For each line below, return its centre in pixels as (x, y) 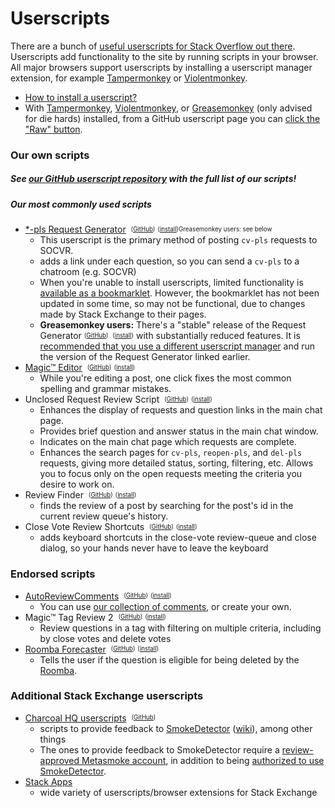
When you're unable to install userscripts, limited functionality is (171, 283)
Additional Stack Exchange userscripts (107, 696)
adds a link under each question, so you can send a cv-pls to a (169, 261)
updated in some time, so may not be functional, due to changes (172, 304)
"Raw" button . (53, 129)
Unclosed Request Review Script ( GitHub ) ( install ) (118, 399)
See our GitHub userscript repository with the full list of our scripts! (153, 179)
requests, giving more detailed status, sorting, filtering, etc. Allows (176, 463)
